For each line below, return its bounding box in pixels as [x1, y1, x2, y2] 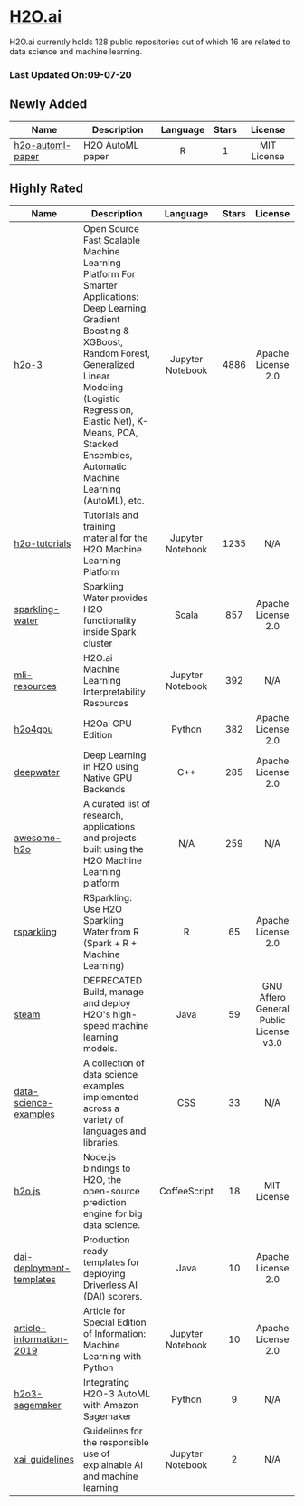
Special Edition [82, 1316, 147, 1329]
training [82, 521, 116, 533]
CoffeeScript [159, 1185, 214, 1197]
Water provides [82, 591, 148, 604]
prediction [82, 1196, 127, 1209]
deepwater [14, 766, 61, 779]
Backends [82, 783, 126, 796]
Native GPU [82, 772, 133, 784]
